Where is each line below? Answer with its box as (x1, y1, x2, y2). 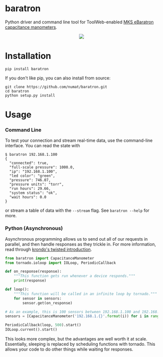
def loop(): (5, 287, 29, 292)
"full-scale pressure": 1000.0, (9, 165, 75, 170)
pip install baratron (5, 66, 49, 71)
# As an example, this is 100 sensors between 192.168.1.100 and (5, 309, 140, 314)
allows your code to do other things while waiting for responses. (5, 346, 133, 352)
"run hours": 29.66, (9, 186, 51, 191)
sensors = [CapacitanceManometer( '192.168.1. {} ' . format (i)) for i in (5, 314, 149, 319)
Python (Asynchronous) (5, 225, 63, 232)
